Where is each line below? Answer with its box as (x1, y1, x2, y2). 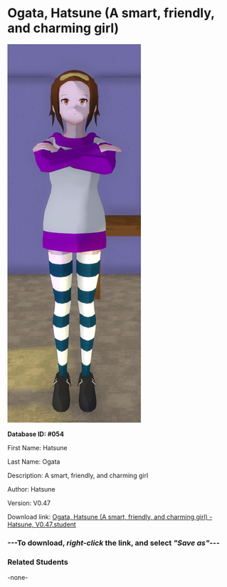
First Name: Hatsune (7, 443, 68, 452)
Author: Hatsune (7, 484, 56, 493)
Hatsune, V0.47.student (7, 520, 76, 529)
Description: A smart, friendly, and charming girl (7, 471, 149, 479)
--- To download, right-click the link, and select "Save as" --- (7, 538, 221, 548)
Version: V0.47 (7, 499, 51, 507)
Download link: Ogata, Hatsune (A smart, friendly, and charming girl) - (7, 512, 213, 521)
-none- (7, 573, 28, 582)
